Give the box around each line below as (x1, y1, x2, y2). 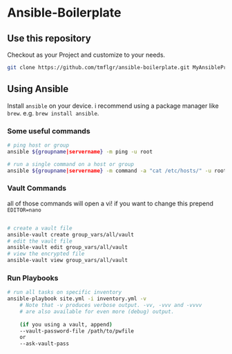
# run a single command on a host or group (7, 160, 135, 167)
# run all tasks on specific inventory (7, 289, 122, 296)
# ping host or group (7, 142, 70, 149)
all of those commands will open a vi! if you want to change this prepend (7, 199, 214, 207)
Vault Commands (7, 183, 67, 193)
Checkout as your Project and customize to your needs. (7, 50, 166, 59)
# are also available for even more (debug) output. (19, 308, 175, 315)
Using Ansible (7, 83, 69, 95)
